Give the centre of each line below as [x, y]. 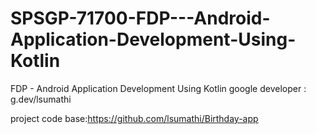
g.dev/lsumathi [41, 99]
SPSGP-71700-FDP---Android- [140, 18]
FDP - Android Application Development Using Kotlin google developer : [158, 88]
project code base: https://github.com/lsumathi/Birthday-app [134, 118]
